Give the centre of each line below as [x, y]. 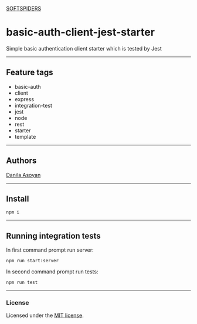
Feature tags [30, 73]
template [25, 136]
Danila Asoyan [23, 175]
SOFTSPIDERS [24, 9]
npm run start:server [33, 261]
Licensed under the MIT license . [45, 315]
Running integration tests [53, 236]
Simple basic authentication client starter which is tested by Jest [84, 48]
